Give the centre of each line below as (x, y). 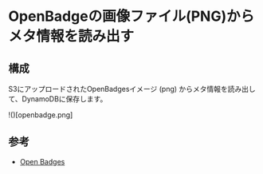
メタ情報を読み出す (71, 36)
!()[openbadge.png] (41, 115)
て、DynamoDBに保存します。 (58, 99)
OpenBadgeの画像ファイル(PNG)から (131, 16)
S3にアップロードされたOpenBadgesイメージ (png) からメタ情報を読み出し (132, 89)
